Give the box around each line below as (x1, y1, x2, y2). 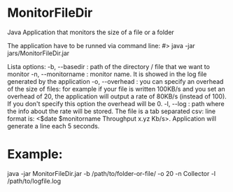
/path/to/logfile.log (7, 177, 62, 185)
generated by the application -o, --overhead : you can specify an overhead (7, 77, 224, 85)
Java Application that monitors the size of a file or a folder (7, 28, 175, 36)
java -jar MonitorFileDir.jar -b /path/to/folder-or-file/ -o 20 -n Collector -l (7, 169, 216, 177)
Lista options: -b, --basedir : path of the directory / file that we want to (7, 62, 210, 71)
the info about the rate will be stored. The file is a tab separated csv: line (7, 107, 216, 115)
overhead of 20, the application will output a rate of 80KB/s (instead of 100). (7, 92, 227, 101)
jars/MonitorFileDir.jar (7, 49, 70, 57)
